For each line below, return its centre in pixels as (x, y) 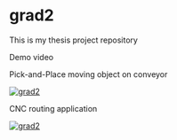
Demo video (32, 57)
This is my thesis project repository (73, 40)
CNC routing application (53, 108)
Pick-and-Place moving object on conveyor (88, 74)
